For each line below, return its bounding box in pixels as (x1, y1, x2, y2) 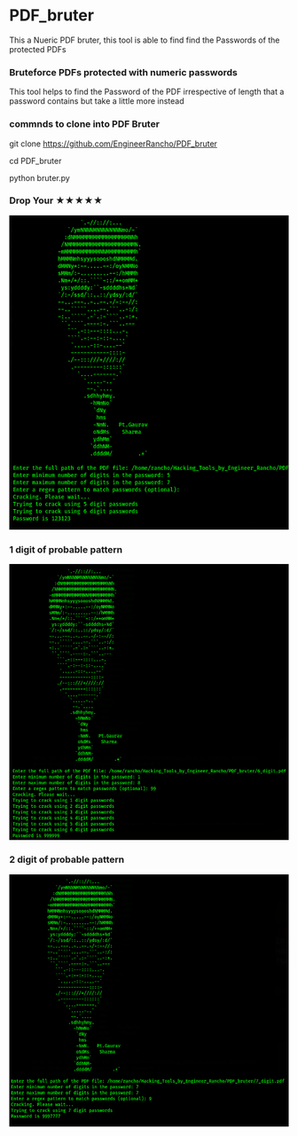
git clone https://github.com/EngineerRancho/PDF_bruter (9, 138, 217, 149)
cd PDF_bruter (9, 155, 62, 166)
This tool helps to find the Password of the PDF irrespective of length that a (9, 86, 285, 98)
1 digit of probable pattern (9, 543, 122, 555)
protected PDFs (9, 43, 67, 54)
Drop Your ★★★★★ (9, 194, 104, 207)
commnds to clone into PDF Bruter (9, 118, 160, 130)
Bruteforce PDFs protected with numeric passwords (9, 66, 238, 78)
